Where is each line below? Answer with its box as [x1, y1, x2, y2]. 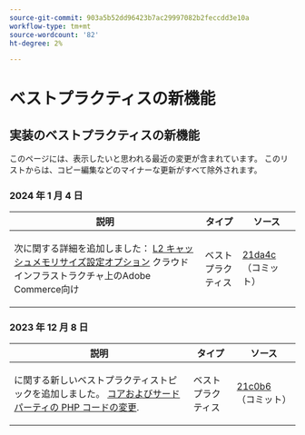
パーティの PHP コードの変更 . [14, 400, 140, 413]
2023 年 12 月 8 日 [9, 321, 89, 334]
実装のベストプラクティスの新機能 [9, 127, 201, 143]
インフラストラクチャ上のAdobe [14, 269, 152, 282]
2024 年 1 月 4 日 [9, 190, 84, 203]
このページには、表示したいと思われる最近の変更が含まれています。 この [9, 153, 281, 164]
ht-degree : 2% [9, 38, 64, 48]
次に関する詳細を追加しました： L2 [14, 242, 164, 254]
